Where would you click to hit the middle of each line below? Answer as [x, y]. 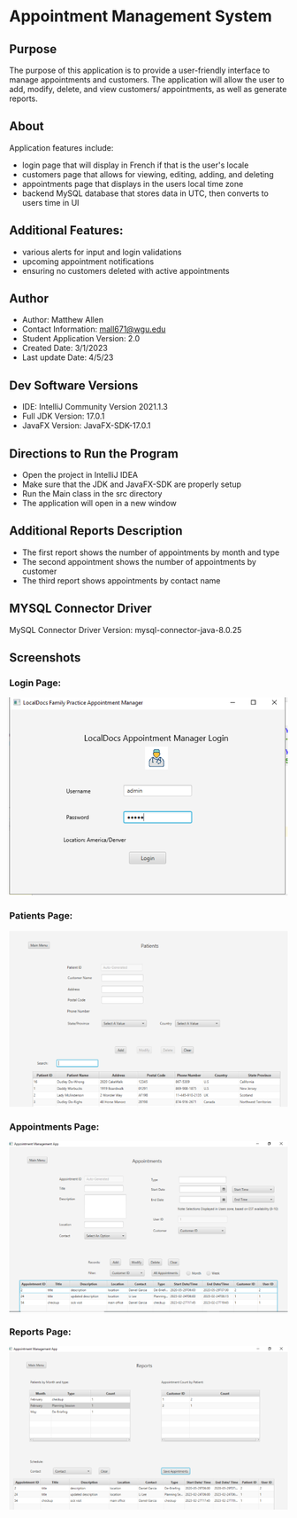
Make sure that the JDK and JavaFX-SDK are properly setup [131, 484]
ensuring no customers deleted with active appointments [126, 270]
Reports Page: [40, 1332]
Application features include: [61, 147]
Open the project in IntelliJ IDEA [80, 475]
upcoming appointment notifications [88, 261]
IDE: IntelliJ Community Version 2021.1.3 [95, 407]
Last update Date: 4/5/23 [68, 357]
